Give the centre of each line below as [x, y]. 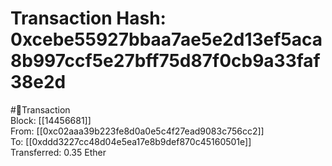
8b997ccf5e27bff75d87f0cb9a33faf [165, 61]
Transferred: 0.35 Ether [58, 152]
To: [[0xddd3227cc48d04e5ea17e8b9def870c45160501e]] [131, 141]
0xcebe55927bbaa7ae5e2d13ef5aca [166, 39]
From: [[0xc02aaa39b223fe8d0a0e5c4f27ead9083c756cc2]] [137, 131]
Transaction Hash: [88, 18]
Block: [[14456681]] [51, 120]
